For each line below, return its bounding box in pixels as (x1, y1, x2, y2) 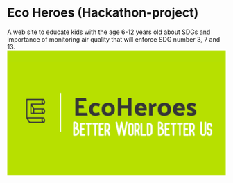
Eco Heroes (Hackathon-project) (7, 5, 199, 21)
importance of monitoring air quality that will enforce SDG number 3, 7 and (7, 35, 221, 43)
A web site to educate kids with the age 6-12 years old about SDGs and (7, 28, 211, 36)
